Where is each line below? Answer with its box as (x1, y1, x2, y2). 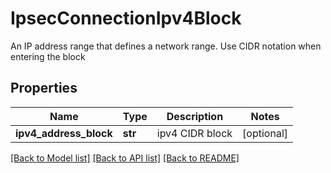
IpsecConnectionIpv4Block (10, 7, 242, 30)
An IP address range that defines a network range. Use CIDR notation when (10, 40, 322, 52)
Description (166, 109, 224, 123)
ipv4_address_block (15, 126, 113, 140)
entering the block (10, 50, 86, 62)
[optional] (242, 126, 288, 140)
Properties (10, 80, 78, 97)
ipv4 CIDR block (156, 126, 233, 140)
